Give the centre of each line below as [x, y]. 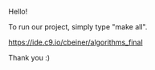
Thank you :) [29, 58]
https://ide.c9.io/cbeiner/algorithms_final [75, 42]
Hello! [18, 12]
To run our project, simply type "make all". [78, 27]
